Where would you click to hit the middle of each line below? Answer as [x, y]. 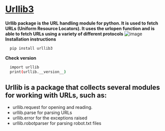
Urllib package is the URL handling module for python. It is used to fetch [82, 23]
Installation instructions [31, 39]
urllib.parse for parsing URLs [42, 113]
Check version [21, 58]
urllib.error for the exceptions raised [50, 118]
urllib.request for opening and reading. [53, 107]
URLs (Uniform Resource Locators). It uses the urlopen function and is [80, 28]
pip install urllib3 [31, 48]
